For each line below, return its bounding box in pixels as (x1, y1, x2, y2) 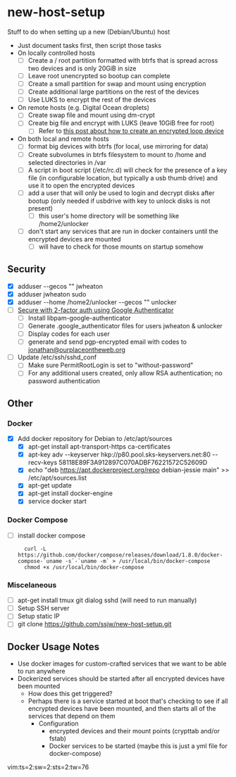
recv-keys (27, 459, 58, 467)
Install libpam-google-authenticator (27, 313, 132, 322)
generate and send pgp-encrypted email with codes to (27, 337, 187, 346)
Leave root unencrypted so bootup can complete (27, 72, 170, 80)
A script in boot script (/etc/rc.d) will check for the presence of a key (27, 166, 228, 174)
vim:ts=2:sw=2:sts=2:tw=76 (7, 763, 89, 771)
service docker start (27, 497, 87, 506)
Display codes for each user (27, 330, 111, 338)
